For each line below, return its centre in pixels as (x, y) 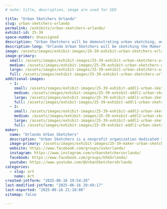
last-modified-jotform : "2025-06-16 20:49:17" (54, 185)
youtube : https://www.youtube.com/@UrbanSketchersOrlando (71, 162)
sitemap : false (21, 195)
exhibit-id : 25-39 (24, 33)
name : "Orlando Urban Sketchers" (44, 134)
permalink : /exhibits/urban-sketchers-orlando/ (55, 28)
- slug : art (22, 171)
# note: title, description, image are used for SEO (61, 10)
